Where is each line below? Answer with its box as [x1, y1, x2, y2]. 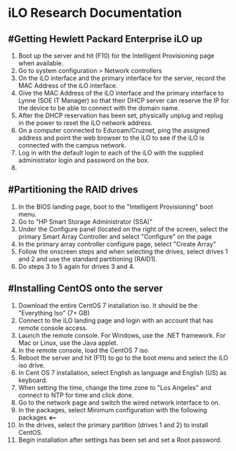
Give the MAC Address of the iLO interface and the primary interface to [18, 89, 224, 97]
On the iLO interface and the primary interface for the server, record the [18, 74, 226, 82]
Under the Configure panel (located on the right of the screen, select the [18, 225, 229, 233]
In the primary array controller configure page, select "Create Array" [18, 240, 216, 248]
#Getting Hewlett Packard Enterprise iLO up [8, 33, 203, 45]
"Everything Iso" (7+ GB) [18, 308, 90, 317]
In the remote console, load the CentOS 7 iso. [18, 346, 150, 354]
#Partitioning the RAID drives [8, 184, 138, 196]
